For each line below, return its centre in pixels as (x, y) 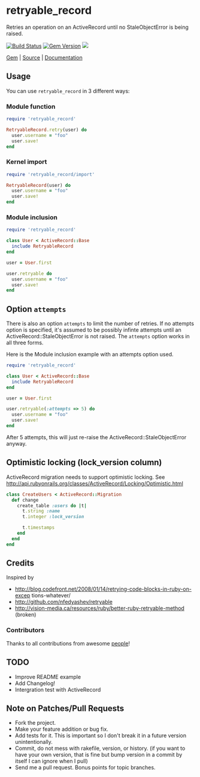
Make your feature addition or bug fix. (62, 729)
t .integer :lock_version (53, 517)
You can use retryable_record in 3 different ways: (68, 91)
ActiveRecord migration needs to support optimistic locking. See (86, 477)
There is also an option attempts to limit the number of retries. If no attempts (100, 324)
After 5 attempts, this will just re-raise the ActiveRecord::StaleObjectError (96, 437)
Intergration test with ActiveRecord (58, 689)
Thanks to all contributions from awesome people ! (68, 643)
